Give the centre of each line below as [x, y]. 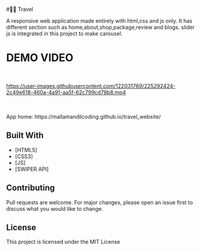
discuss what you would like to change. [55, 208]
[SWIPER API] [32, 169]
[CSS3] [24, 156]
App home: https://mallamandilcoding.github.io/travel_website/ [84, 116]
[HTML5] [26, 150]
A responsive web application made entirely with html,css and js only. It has [99, 21]
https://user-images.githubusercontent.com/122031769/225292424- [91, 86]
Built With [25, 136]
